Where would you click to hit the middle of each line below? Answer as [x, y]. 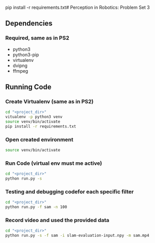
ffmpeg [20, 71]
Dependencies [29, 23]
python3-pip [26, 54]
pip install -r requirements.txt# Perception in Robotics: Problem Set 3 [77, 7]
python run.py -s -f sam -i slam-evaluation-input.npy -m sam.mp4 [77, 236]
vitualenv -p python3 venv [34, 117]
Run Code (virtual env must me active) [54, 163]
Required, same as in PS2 [37, 38]
